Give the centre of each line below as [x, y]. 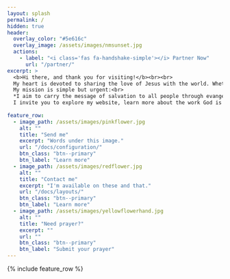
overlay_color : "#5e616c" [50, 39]
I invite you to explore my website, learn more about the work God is [118, 103]
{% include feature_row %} [45, 269]
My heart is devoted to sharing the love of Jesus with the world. [112, 84]
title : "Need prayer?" [52, 223]
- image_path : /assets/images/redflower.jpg [78, 166]
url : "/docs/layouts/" [52, 192]
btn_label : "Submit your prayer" [67, 250]
